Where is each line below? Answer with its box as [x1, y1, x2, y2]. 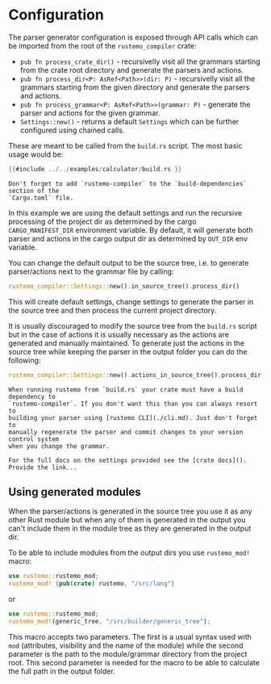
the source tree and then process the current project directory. [8, 305, 217, 315]
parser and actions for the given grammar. [19, 107, 161, 118]
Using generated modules [8, 485, 141, 498]
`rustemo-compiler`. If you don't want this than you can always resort [8, 400, 258, 408]
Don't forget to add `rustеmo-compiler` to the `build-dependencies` [8, 179, 248, 187]
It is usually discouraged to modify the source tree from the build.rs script [8, 321, 257, 330]
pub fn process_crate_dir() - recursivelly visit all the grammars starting [19, 57, 261, 66]
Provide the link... [8, 463, 78, 472]
